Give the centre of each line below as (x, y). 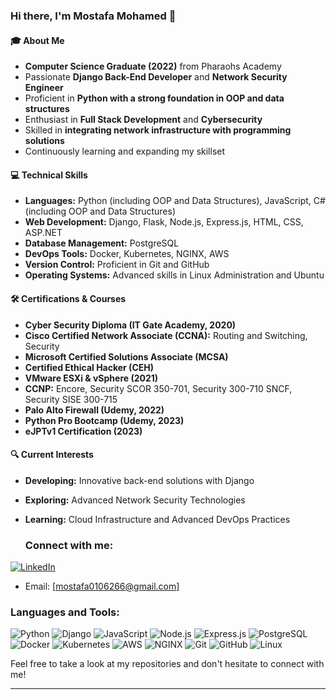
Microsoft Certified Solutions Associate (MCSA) (126, 356)
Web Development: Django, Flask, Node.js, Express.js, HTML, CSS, (164, 222)
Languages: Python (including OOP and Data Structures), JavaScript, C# (175, 201)
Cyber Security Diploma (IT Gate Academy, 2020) (130, 325)
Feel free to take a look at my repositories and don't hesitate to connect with (167, 664)
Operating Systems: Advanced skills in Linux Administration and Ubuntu (174, 275)
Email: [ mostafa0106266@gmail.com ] (102, 586)
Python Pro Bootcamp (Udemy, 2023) (104, 420)
